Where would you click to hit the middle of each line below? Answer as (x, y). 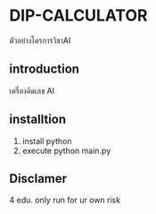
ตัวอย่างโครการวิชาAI (40, 40)
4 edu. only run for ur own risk (65, 200)
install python (47, 141)
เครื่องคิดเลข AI (32, 90)
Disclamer (38, 179)
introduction (45, 69)
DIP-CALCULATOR (78, 16)
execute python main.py (66, 150)
